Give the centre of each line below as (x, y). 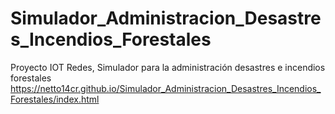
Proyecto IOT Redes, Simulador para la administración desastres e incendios (168, 67)
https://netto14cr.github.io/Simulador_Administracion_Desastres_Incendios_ (166, 88)
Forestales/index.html (55, 99)
